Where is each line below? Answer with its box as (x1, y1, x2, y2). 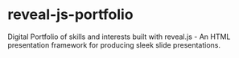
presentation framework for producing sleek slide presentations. (7, 40, 221, 49)
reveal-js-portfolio (7, 6, 134, 24)
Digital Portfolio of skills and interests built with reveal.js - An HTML (7, 32, 231, 41)
